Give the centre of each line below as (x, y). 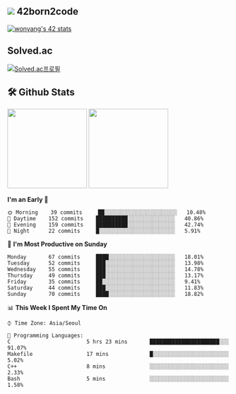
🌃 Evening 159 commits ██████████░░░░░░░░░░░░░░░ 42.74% (105, 225)
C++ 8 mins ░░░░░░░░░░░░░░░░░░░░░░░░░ (118, 366)
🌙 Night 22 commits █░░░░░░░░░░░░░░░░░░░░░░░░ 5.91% (104, 231)
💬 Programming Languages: (45, 336)
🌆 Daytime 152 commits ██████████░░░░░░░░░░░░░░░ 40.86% (105, 219)
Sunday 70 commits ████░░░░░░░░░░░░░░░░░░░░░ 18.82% (105, 294)
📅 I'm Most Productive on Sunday (57, 244)
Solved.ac (30, 51)
